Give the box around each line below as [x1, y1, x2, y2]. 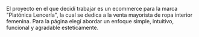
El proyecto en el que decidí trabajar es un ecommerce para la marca [6, 5, 178, 12]
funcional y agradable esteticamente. [6, 24, 99, 31]
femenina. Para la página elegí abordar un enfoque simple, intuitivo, [6, 18, 174, 24]
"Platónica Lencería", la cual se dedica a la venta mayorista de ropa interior [6, 11, 193, 18]
